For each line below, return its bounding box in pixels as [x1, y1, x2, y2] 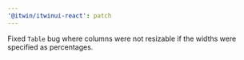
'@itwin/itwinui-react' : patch [7, 11, 112, 20]
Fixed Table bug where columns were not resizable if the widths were [7, 34, 237, 43]
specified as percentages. [7, 42, 94, 52]
